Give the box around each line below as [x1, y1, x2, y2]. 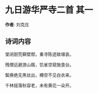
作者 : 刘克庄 [5, 22, 29, 27]
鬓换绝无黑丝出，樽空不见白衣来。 [5, 72, 74, 78]
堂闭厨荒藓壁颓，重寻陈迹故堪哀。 [5, 51, 74, 57]
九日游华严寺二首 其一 [5, 4, 93, 16]
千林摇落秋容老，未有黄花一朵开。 [5, 82, 74, 88]
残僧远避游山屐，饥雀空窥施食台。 [5, 62, 74, 68]
